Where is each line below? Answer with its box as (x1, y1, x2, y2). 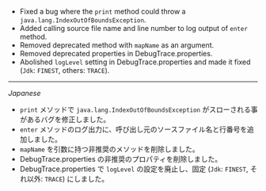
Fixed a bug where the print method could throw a (19, 7, 186, 16)
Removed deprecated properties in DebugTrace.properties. (19, 49, 213, 58)
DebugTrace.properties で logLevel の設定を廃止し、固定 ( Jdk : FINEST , (19, 164, 249, 174)
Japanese (8, 89, 41, 97)
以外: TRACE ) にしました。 (26, 174, 109, 183)
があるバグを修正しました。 (19, 115, 111, 124)
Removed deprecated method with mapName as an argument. (19, 40, 215, 50)
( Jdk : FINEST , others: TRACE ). (19, 66, 110, 74)
